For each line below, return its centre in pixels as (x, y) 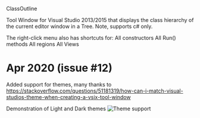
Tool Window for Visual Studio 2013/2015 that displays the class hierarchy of (100, 20)
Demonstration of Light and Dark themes (56, 109)
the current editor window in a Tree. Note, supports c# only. (79, 26)
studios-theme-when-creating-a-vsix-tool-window (68, 97)
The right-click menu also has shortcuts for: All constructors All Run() (91, 38)
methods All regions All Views (43, 44)
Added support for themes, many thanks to (59, 84)
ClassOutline (22, 9)
